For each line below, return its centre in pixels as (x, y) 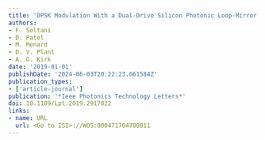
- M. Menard (28, 45)
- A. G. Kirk (30, 60)
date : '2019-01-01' (40, 67)
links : (19, 111)
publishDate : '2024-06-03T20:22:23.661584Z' (83, 74)
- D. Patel (26, 37)
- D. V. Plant (32, 52)
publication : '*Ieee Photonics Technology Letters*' (97, 96)
